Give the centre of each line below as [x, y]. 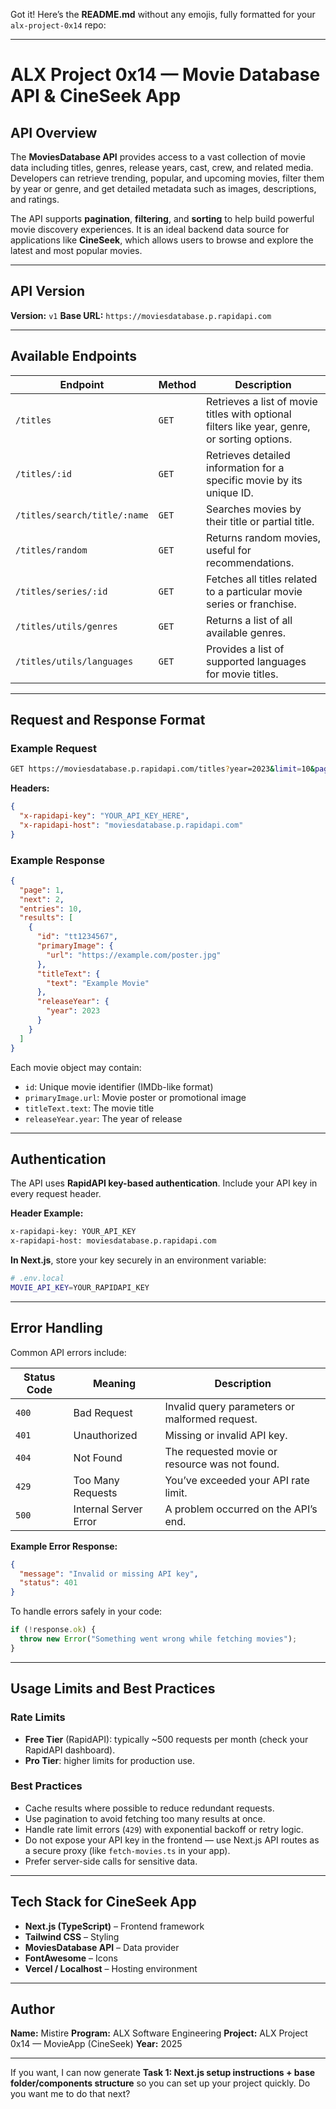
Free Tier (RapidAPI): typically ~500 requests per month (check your [166, 1739]
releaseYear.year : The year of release [103, 1118]
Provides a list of [245, 649]
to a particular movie [254, 591]
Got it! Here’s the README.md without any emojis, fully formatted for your [163, 14]
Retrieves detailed [248, 455]
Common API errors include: [68, 1352]
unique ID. [230, 492]
